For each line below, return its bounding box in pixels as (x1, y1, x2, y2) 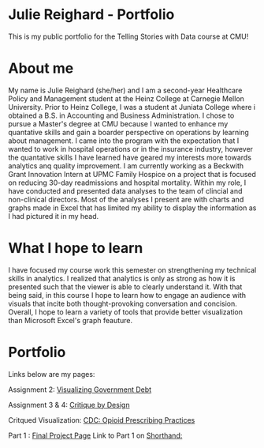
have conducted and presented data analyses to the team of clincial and (8, 186, 243, 195)
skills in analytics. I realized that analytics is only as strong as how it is (8, 273, 236, 283)
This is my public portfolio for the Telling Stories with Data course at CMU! (8, 32, 249, 41)
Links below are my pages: (8, 369, 95, 378)
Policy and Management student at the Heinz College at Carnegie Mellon (8, 93, 244, 104)
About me (8, 59, 74, 77)
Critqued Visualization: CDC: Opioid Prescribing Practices (8, 415, 195, 424)
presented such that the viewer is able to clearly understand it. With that (8, 282, 243, 292)
